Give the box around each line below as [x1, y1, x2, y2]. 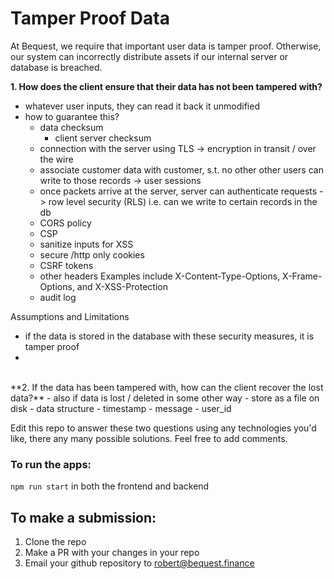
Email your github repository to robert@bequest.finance [24, 557, 255, 569]
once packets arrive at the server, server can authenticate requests [39, 185, 318, 197]
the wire [39, 153, 74, 165]
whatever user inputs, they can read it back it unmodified [24, 100, 260, 112]
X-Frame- [282, 270, 323, 282]
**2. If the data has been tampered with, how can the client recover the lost [10, 381, 324, 393]
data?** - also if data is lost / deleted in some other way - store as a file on [10, 392, 320, 404]
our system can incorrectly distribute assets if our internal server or [10, 50, 289, 62]
